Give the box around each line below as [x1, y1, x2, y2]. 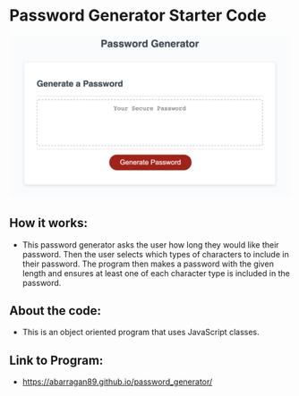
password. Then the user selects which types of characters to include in [21, 249, 289, 259]
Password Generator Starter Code [9, 5, 267, 26]
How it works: [9, 215, 88, 231]
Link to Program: [9, 352, 104, 367]
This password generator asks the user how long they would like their [21, 239, 279, 250]
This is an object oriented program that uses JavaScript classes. [21, 327, 260, 338]
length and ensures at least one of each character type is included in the [21, 267, 291, 278]
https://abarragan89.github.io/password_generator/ [21, 376, 213, 387]
